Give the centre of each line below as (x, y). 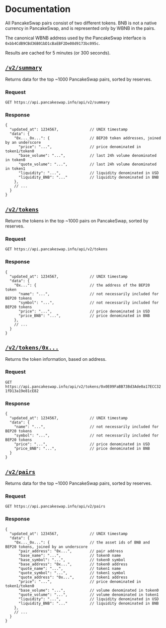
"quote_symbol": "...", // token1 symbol (72, 573)
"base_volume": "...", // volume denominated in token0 (88, 590)
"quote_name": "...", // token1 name (70, 568)
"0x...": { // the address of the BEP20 (82, 285)
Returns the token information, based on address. (56, 359)
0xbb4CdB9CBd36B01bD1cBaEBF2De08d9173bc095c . (53, 43)
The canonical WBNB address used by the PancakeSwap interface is (76, 38)
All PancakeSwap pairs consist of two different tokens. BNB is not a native (81, 23)
